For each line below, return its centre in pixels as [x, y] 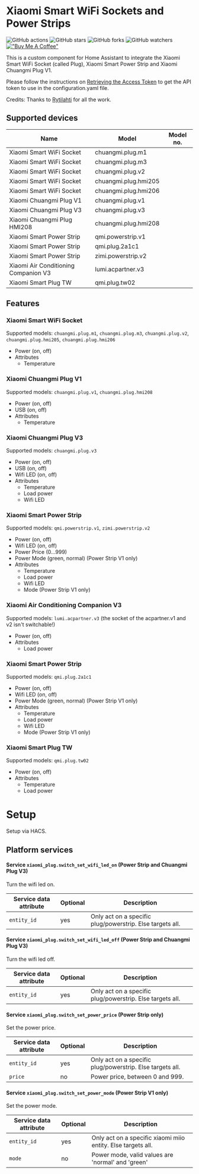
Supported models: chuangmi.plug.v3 [52, 451]
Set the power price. [31, 1028]
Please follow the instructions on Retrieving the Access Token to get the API [99, 82]
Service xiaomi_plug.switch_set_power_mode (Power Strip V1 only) [87, 1093]
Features [23, 304]
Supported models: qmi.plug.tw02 [47, 761]
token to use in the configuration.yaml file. [57, 88]
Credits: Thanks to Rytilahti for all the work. [59, 100]
